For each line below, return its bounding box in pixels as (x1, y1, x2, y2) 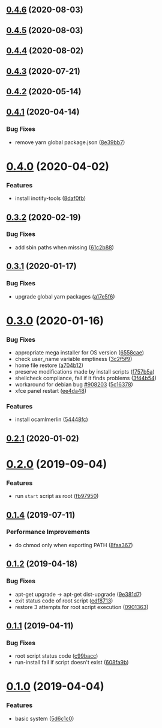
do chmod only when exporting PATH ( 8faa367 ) (14, 541, 133, 548)
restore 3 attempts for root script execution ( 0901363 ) (14, 603, 149, 610)
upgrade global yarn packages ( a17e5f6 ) (14, 293, 115, 300)
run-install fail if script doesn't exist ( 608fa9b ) (14, 659, 129, 666)
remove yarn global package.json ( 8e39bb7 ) (14, 138, 125, 146)
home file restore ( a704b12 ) (14, 362, 84, 369)
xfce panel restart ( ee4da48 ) (14, 387, 87, 394)
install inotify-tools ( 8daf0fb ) (14, 195, 86, 202)
